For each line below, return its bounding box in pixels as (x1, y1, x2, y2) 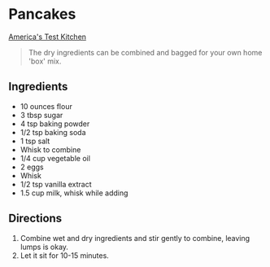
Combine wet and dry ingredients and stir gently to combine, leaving (20, 233, 250, 243)
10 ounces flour (20, 101, 73, 111)
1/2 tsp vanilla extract (20, 179, 92, 189)
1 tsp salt (20, 136, 50, 146)
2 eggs (20, 162, 44, 172)
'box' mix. (28, 56, 62, 66)
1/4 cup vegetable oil (20, 153, 91, 163)
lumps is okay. (20, 242, 69, 252)
